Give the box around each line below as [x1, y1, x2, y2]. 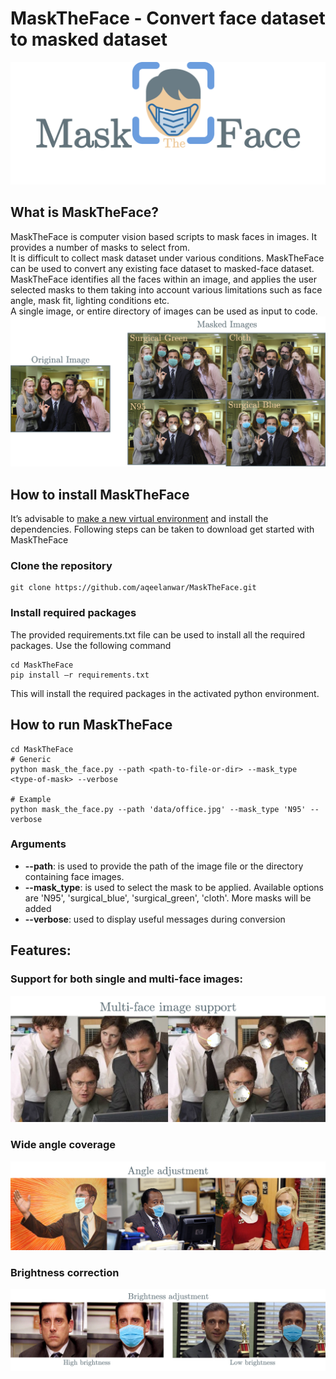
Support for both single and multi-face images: [10, 972, 243, 986]
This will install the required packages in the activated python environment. [10, 687, 320, 699]
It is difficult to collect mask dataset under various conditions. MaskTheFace [10, 252, 325, 264]
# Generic [10, 754, 52, 764]
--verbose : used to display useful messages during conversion [24, 913, 286, 925]
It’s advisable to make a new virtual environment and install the [10, 513, 269, 525]
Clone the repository [10, 559, 113, 573]
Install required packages [10, 606, 137, 620]
